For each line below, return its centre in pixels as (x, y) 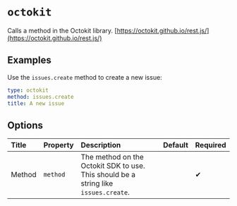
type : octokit (28, 90)
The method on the (112, 157)
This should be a (108, 175)
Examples (29, 60)
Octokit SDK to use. (113, 166)
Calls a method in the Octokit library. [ (62, 30)
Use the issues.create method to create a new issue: (85, 77)
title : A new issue (36, 103)
